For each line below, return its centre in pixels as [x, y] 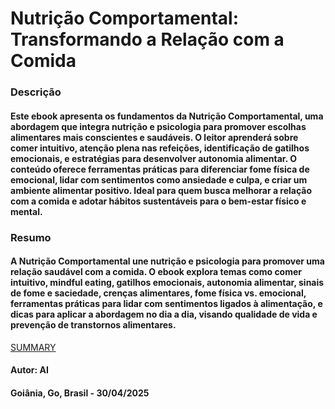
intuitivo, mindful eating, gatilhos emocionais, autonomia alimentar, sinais [167, 283]
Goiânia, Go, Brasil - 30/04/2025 [80, 393]
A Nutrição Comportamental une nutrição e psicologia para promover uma [167, 261]
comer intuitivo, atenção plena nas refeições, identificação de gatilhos [160, 148]
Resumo [31, 237]
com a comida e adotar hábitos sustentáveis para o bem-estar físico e [158, 201]
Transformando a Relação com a [147, 39]
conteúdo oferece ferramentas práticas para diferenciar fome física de [160, 169]
